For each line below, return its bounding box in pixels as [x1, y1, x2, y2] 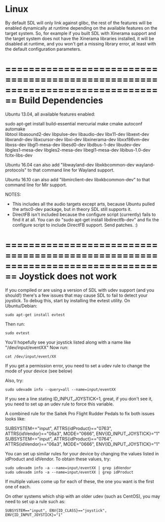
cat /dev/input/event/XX [5, 354, 56, 359]
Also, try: [5, 377, 24, 383]
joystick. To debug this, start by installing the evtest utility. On [5, 297, 130, 303]
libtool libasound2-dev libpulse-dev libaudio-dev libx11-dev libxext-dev [5, 131, 149, 137]
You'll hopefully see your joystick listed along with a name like [5, 339, 131, 345]
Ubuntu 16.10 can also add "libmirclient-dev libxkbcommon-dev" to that [5, 176, 150, 182]
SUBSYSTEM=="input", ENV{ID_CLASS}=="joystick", [5, 508, 107, 513]
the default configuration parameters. [5, 46, 82, 52]
